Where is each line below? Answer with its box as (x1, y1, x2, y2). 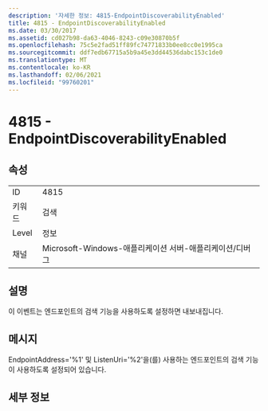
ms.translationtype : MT (8, 57, 88, 65)
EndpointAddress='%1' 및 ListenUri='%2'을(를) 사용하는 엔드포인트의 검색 (8, 355, 245, 365)
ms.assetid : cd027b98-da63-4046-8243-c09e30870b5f (8, 33, 180, 42)
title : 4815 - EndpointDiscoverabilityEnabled (8, 19, 166, 27)
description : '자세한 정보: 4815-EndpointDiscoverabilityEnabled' (8, 11, 226, 20)
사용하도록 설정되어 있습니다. (16, 365, 107, 374)
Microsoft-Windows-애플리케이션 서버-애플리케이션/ (42, 242, 237, 253)
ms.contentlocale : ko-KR (8, 64, 91, 72)
